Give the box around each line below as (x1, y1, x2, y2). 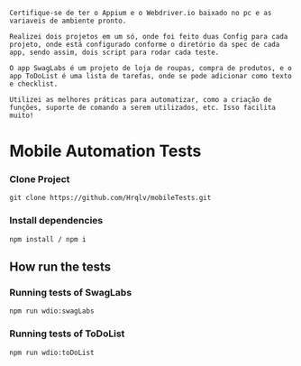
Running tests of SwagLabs (9, 287, 132, 299)
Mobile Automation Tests (9, 141, 202, 161)
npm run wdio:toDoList (9, 348, 95, 357)
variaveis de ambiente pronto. (9, 16, 127, 25)
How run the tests (9, 260, 112, 275)
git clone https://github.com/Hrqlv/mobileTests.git (9, 194, 212, 203)
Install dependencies (9, 215, 104, 227)
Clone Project (9, 173, 70, 186)
